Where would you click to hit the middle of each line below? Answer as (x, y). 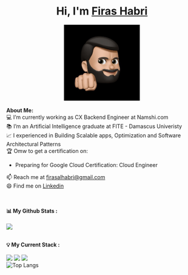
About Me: (20, 110)
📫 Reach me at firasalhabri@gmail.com (56, 177)
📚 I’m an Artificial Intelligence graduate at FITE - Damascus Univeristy (94, 126)
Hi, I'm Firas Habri (102, 11)
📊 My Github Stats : (32, 211)
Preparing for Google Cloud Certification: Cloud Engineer (86, 165)
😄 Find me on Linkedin (35, 186)
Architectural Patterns (34, 144)
